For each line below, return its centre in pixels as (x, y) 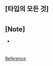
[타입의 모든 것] (27, 9)
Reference (15, 59)
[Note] (15, 29)
